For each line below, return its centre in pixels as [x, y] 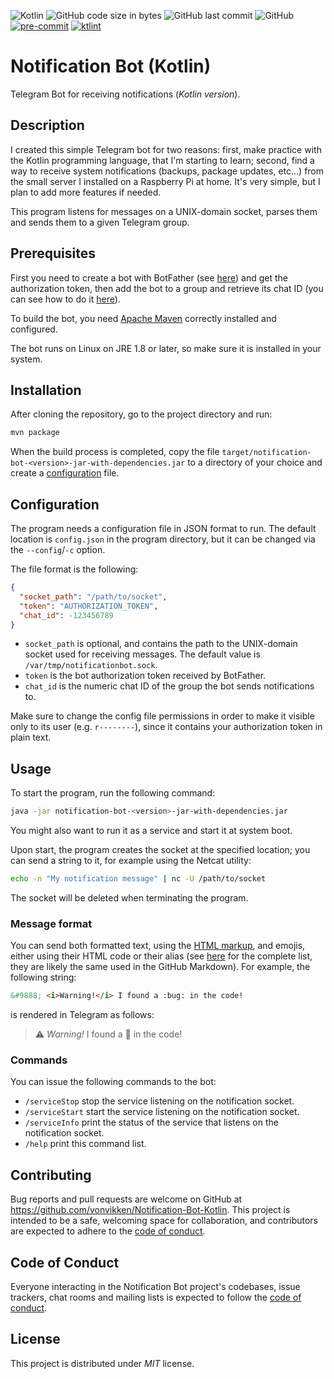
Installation [46, 390]
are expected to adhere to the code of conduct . [108, 1231]
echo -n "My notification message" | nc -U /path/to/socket [138, 879]
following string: [43, 977]
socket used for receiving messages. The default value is [142, 654]
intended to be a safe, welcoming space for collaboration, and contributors [164, 1221]
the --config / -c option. [58, 550]
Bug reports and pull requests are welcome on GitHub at [126, 1199]
